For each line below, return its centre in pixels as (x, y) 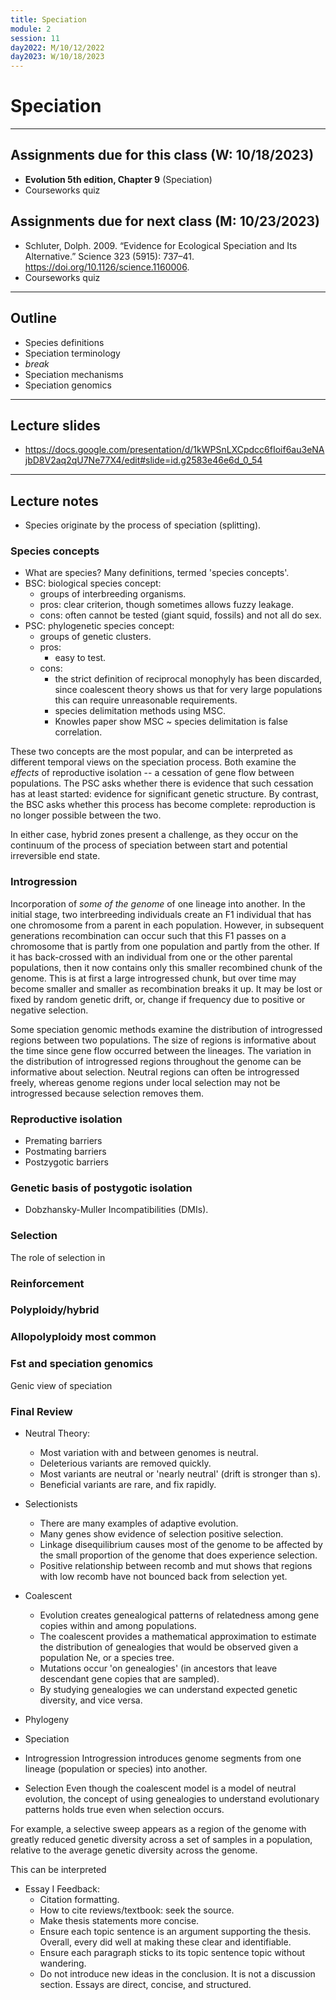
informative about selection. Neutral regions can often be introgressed (155, 1072)
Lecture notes (54, 501)
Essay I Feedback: (62, 1888)
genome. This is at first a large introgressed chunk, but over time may (153, 978)
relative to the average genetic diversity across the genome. (134, 1850)
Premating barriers (63, 1141)
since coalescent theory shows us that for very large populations (188, 690)
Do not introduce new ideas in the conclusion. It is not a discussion (177, 1973)
